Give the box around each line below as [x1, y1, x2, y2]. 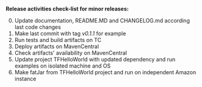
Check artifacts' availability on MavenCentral [14, 49, 127, 57]
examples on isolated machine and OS [14, 62, 111, 69]
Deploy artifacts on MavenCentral [14, 43, 99, 50]
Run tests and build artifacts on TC [14, 37, 102, 43]
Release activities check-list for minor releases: [5, 5, 129, 12]
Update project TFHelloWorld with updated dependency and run [14, 56, 176, 63]
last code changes [14, 24, 61, 30]
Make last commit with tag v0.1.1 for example [14, 30, 126, 37]
